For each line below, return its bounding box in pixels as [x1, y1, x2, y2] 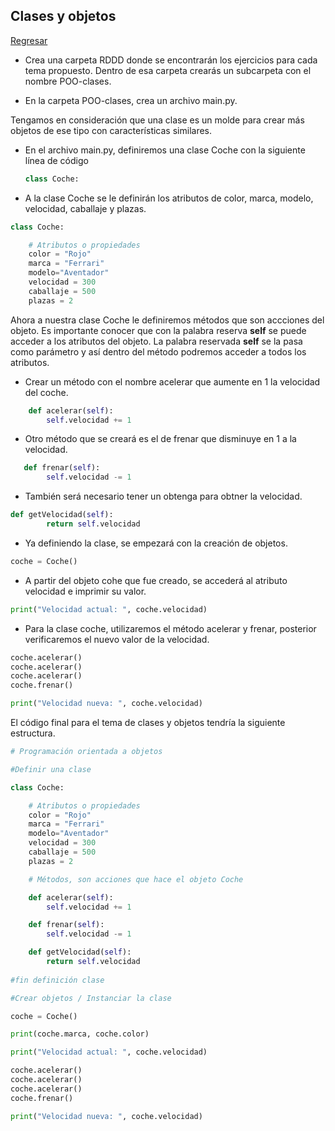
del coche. [24, 386, 69, 398]
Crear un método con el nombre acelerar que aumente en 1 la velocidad [24, 375, 321, 388]
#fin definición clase [10, 975, 105, 985]
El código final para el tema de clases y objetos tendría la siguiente [10, 717, 286, 729]
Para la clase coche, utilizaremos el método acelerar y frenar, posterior [24, 622, 317, 634]
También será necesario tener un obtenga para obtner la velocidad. [24, 490, 303, 503]
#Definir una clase [10, 764, 92, 774]
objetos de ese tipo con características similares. [10, 124, 213, 136]
